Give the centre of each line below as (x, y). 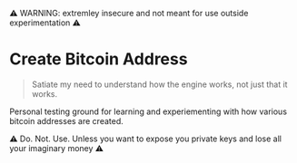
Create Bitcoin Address (99, 59)
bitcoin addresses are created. (67, 120)
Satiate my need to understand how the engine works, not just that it (159, 84)
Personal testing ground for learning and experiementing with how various (148, 111)
